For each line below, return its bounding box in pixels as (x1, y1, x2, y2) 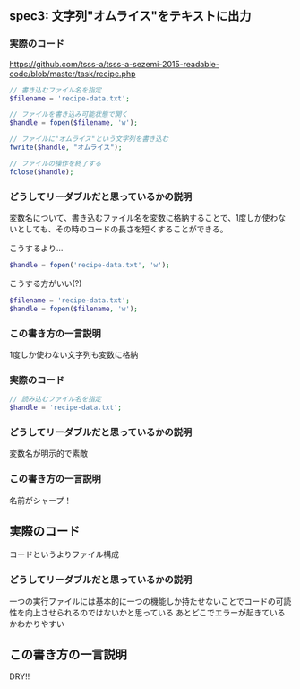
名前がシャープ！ (9, 494, 73, 505)
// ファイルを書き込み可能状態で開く (9, 110, 128, 119)
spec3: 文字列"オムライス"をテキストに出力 (9, 8, 252, 24)
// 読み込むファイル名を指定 (9, 395, 102, 404)
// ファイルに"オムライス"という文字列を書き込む (9, 135, 169, 144)
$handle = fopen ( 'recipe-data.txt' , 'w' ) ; (9, 260, 170, 269)
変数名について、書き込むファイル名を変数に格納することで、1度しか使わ (9, 212, 279, 222)
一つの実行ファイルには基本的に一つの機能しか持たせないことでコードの (9, 596, 276, 606)
